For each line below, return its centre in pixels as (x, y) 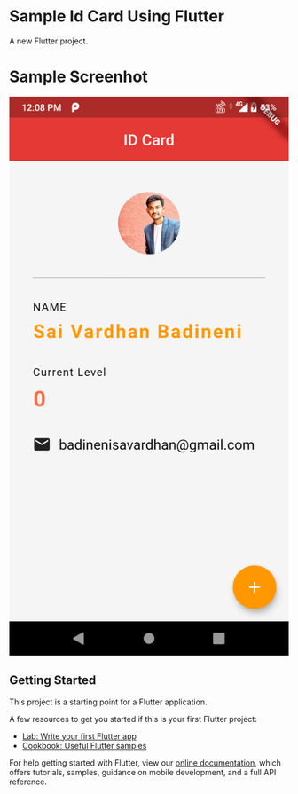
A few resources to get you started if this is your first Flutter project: (133, 719)
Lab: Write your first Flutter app (79, 736)
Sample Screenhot (78, 77)
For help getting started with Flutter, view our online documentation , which (145, 763)
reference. (28, 782)
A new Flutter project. (49, 41)
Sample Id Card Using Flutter (117, 16)
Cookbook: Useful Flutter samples (84, 745)
